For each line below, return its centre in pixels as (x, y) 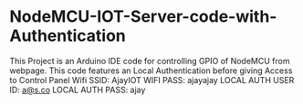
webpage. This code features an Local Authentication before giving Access (151, 71)
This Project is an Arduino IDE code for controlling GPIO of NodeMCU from (150, 61)
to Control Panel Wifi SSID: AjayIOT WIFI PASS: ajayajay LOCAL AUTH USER (152, 80)
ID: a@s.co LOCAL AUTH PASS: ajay (78, 90)
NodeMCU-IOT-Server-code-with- (143, 17)
